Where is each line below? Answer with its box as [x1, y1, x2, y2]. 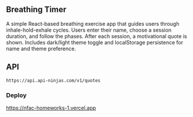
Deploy [6, 91, 27, 99]
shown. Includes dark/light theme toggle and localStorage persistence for [6, 39, 184, 46]
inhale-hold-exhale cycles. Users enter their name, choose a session [6, 26, 171, 33]
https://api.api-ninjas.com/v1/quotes [6, 77, 101, 84]
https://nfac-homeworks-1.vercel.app [6, 104, 96, 111]
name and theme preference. [6, 45, 76, 52]
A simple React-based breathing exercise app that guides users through [6, 20, 180, 27]
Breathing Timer [6, 5, 67, 15]
